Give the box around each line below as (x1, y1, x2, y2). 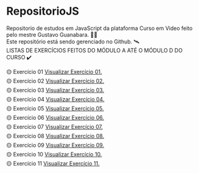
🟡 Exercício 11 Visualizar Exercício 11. (6, 160, 100, 167)
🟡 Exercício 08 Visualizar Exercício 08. (6, 132, 105, 139)
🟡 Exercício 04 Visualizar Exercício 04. (6, 95, 105, 103)
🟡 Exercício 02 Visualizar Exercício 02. (6, 77, 105, 84)
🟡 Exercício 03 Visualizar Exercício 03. (6, 86, 105, 94)
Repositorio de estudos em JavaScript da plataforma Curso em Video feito (6, 24, 193, 32)
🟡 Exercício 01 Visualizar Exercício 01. (6, 68, 102, 75)
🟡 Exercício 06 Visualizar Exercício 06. (6, 114, 105, 121)
